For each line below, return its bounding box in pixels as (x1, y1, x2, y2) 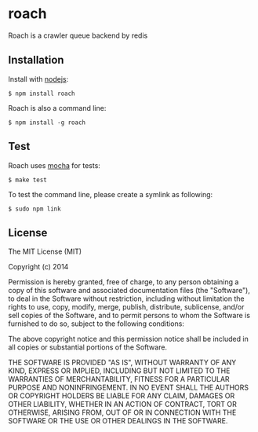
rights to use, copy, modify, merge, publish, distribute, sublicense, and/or (8, 302, 245, 312)
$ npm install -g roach (8, 119, 86, 126)
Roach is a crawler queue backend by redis (8, 31, 148, 40)
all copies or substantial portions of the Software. (8, 342, 167, 352)
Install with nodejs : (8, 74, 69, 83)
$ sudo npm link (8, 205, 61, 213)
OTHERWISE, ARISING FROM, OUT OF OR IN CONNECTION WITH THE (8, 408, 237, 417)
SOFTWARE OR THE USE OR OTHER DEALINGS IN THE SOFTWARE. (8, 416, 228, 426)
